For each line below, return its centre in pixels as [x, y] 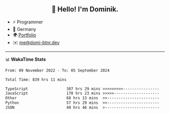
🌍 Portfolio [24, 35]
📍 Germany [24, 29]
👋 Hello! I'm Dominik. [85, 9]
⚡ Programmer [28, 22]
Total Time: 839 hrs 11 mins [36, 80]
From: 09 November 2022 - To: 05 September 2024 [57, 70]
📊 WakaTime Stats [26, 59]
